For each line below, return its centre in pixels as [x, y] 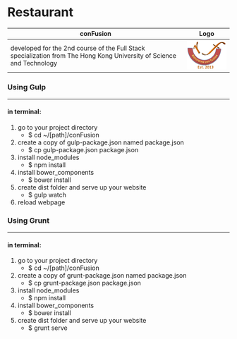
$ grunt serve [48, 328]
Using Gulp [27, 87]
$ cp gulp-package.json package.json [83, 149]
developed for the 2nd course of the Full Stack [78, 48]
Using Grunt [29, 221]
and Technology [34, 63]
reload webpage [41, 202]
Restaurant [41, 12]
